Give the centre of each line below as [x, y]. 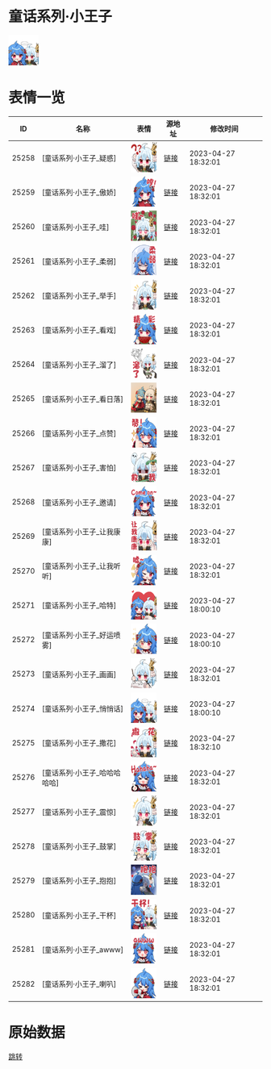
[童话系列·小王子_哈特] [79, 605]
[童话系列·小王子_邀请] [79, 502]
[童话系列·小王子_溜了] [79, 365]
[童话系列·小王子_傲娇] [79, 192]
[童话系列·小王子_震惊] [79, 812]
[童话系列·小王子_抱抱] [79, 881]
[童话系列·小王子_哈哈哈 [81, 772]
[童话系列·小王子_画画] [79, 674]
